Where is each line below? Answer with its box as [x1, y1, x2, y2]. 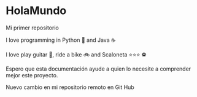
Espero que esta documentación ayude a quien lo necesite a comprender [6, 65, 191, 72]
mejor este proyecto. [6, 71, 58, 79]
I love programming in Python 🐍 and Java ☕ [6, 36, 116, 44]
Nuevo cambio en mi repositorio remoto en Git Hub [6, 83, 134, 91]
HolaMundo [6, 4, 67, 18]
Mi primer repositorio [6, 24, 59, 31]
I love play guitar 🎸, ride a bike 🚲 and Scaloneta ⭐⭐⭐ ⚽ [6, 50, 147, 58]
